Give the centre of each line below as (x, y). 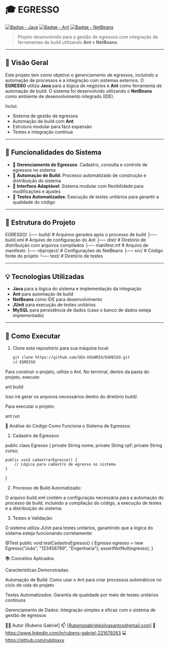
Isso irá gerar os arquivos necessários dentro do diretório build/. (72, 396)
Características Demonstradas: (37, 570)
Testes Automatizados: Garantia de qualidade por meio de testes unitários (82, 595)
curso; (12, 451)
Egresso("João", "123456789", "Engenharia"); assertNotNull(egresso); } (79, 548)
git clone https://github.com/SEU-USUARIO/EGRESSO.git (71, 357)
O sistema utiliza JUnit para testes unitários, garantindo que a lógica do (79, 528)
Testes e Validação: (33, 518)
